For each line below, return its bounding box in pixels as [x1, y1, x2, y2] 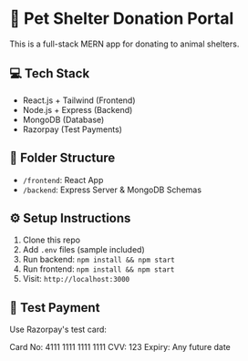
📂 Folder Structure [9, 150, 116, 166]
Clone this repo [22, 234, 80, 245]
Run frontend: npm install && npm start [22, 263, 175, 274]
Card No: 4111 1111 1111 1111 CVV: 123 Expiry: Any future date [9, 342, 231, 353]
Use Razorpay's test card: [9, 324, 108, 335]
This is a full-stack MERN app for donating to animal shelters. [9, 38, 240, 49]
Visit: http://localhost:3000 [22, 273, 130, 284]
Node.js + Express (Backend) [22, 104, 133, 115]
